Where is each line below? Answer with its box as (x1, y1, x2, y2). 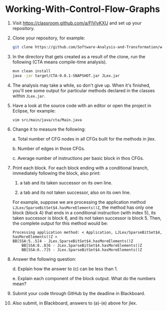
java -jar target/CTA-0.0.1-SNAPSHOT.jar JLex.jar (12, 73, 120, 78)
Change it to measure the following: (12, 126, 86, 133)
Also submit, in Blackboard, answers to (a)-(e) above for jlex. (12, 300, 137, 306)
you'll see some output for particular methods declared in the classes (12, 87, 155, 93)
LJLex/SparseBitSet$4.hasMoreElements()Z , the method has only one (12, 204, 154, 210)
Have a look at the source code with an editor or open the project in (12, 102, 152, 108)
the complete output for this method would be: (12, 220, 108, 226)
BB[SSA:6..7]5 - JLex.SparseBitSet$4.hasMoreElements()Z (21, 248, 143, 253)
